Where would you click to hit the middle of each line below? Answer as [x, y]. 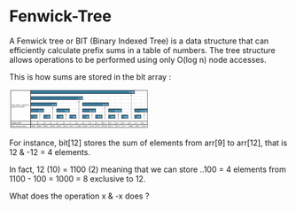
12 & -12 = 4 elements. [50, 152]
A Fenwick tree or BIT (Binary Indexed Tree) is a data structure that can [139, 41]
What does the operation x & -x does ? [79, 196]
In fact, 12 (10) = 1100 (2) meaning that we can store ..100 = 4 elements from [148, 169]
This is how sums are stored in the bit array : [90, 76]
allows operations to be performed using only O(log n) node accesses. [138, 59]
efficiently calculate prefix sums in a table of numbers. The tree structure [143, 50]
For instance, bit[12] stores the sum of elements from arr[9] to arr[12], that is [148, 143]
